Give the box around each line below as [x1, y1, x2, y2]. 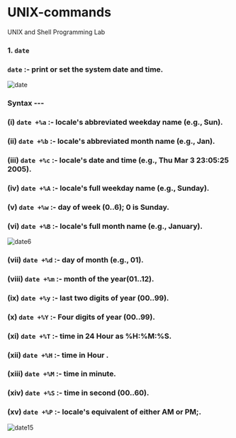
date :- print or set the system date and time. [7, 64, 164, 74]
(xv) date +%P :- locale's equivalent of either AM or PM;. [7, 407, 202, 417]
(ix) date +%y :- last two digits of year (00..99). [7, 293, 169, 303]
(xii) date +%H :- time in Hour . [7, 350, 109, 360]
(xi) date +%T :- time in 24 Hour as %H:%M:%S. [7, 331, 172, 341]
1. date [7, 45, 30, 55]
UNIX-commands [7, 4, 112, 21]
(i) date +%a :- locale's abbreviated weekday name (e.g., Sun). [7, 118, 223, 127]
